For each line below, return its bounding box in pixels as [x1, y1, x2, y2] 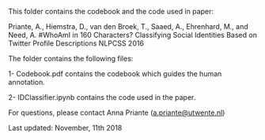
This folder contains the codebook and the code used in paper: [8, 7, 214, 16]
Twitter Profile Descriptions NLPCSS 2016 [8, 39, 145, 48]
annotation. [8, 78, 45, 87]
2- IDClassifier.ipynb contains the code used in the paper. [8, 93, 196, 101]
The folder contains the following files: [8, 54, 134, 63]
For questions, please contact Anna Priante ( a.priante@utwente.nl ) [8, 108, 225, 117]
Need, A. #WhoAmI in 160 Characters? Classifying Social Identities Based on [8, 31, 257, 39]
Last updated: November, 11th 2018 [8, 123, 123, 132]
